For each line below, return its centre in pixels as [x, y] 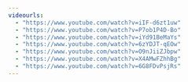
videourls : [26, 15]
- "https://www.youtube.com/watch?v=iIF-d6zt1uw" [98, 23]
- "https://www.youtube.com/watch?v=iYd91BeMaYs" [98, 37]
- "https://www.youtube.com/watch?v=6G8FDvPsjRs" [98, 66]
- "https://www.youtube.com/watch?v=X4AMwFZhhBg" [98, 59]
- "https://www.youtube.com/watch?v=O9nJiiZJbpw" [98, 52]
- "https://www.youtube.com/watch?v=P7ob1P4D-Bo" [98, 30]
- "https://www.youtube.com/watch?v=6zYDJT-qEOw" [98, 45]
